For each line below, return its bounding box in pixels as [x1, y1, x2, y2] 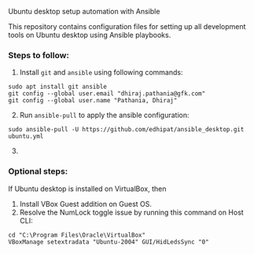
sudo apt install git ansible [8, 83, 108, 91]
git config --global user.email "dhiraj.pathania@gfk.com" [8, 90, 206, 98]
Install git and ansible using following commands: [19, 68, 183, 77]
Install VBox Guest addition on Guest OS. [19, 199, 152, 208]
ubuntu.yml [8, 133, 44, 141]
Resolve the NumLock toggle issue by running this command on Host [19, 208, 244, 217]
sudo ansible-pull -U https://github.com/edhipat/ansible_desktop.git [8, 126, 245, 134]
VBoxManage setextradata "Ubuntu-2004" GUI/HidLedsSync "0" [8, 237, 210, 246]
